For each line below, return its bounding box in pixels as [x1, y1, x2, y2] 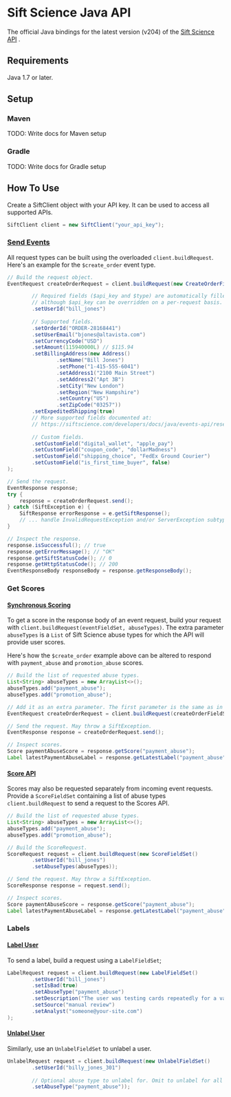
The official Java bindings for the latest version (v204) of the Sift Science [7, 28, 215, 36]
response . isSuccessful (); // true [7, 542, 107, 548]
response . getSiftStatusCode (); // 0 [7, 555, 112, 562]
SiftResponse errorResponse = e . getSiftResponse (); [19, 510, 170, 517]
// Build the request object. [7, 274, 94, 280]
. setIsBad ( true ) [32, 982, 78, 990]
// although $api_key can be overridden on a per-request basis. [32, 299, 223, 306]
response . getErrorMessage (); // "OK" [7, 548, 115, 555]
